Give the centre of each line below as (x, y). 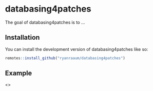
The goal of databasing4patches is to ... (45, 22)
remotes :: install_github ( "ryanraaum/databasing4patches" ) (65, 58)
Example (19, 73)
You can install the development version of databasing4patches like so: (77, 49)
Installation (22, 38)
